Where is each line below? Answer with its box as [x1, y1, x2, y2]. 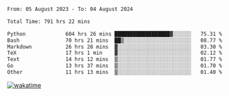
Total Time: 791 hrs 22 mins [7, 18, 91, 25]
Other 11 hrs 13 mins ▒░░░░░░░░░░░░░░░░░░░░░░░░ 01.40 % [7, 69, 223, 75]
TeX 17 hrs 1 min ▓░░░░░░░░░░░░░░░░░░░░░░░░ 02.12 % [7, 49, 223, 57]
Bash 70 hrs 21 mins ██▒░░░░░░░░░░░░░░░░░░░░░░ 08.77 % [7, 37, 223, 44]
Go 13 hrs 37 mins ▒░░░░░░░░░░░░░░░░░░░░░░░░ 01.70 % [7, 62, 223, 69]
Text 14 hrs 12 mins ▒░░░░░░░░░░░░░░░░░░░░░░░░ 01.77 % [7, 56, 223, 63]
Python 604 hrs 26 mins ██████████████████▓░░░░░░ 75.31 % [7, 30, 223, 37]
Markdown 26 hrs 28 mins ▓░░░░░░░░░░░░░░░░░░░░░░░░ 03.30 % [7, 43, 223, 50]
